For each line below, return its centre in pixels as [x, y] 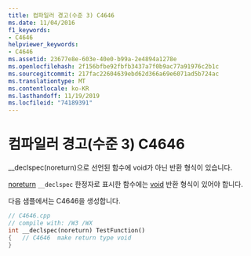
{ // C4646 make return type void [70, 238]
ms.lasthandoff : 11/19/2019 [54, 96]
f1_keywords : [29, 30]
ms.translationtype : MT [47, 81]
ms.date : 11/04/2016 [42, 23]
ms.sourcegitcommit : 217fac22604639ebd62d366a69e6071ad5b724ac [114, 74]
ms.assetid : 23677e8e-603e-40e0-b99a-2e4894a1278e [93, 60]
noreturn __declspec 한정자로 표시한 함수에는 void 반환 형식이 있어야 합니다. [125, 185]
